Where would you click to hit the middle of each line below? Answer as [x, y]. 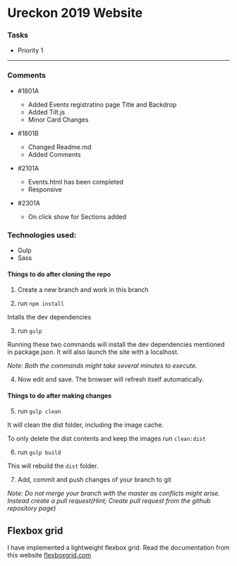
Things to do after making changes [60, 395]
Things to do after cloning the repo [59, 274]
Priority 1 [30, 50]
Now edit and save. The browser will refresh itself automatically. [111, 379]
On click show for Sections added [77, 216]
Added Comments [54, 154]
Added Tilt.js [47, 112]
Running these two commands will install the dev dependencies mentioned [116, 345]
